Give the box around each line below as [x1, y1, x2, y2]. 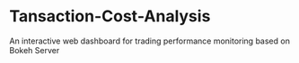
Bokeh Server [9, 44, 60, 55]
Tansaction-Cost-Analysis [9, 6, 211, 27]
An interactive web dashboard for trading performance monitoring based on [9, 35, 290, 46]
